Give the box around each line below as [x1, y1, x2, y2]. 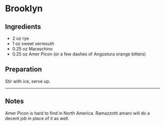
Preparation [5, 65, 42, 74]
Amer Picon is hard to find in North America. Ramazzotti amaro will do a [5, 110, 150, 116]
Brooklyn [5, 3, 43, 14]
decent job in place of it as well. [5, 115, 70, 121]
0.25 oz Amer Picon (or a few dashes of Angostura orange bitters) [12, 51, 146, 57]
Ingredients [5, 23, 41, 31]
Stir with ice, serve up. [5, 78, 51, 84]
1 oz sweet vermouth [12, 41, 55, 47]
